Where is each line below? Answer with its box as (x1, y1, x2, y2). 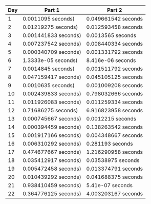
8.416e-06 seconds (86, 57, 136, 64)
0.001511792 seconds (86, 65, 143, 72)
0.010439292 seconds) (23, 174, 81, 180)
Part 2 (106, 7, 122, 13)
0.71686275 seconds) (23, 107, 78, 114)
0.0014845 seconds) (23, 65, 75, 72)
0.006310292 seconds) (23, 140, 81, 147)
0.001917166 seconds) (23, 132, 81, 139)
